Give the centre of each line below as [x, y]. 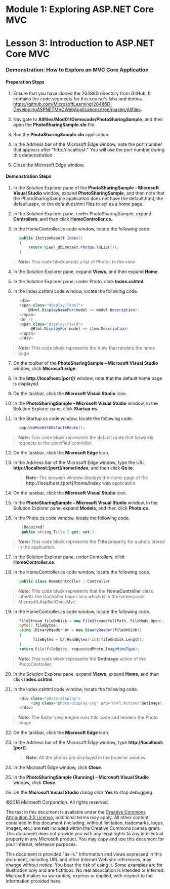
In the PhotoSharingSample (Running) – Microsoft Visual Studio [81, 777]
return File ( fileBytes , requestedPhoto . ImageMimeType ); [79, 649]
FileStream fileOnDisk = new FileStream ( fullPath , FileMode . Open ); [92, 621]
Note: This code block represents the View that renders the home [87, 348]
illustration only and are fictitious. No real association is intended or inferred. [85, 870]
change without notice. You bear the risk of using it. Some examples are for [84, 865]
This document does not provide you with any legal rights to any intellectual [84, 834]
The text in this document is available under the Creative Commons [76, 812]
